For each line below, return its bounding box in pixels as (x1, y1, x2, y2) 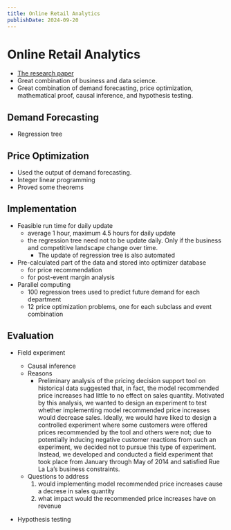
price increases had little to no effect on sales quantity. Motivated (37, 391, 225, 399)
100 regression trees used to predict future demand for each (27, 288, 201, 296)
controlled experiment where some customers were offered (37, 421, 207, 429)
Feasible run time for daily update (17, 221, 113, 229)
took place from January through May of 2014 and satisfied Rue (37, 457, 220, 466)
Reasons (27, 369, 53, 378)
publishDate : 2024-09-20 (7, 17, 79, 24)
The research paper (17, 69, 74, 78)
